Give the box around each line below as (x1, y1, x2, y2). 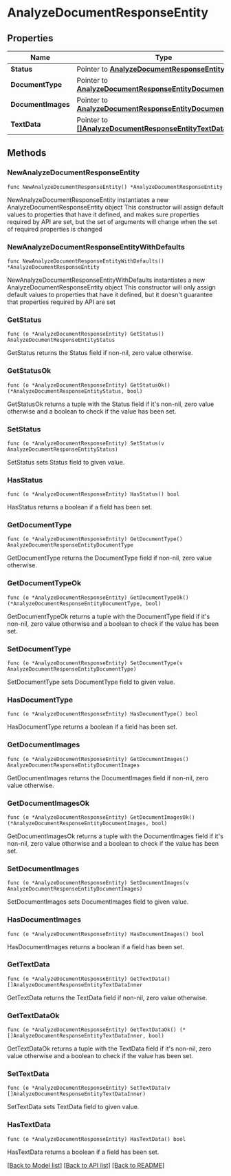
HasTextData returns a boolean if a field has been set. (7, 1148, 159, 1156)
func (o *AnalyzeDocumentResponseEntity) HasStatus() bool (7, 491, 180, 498)
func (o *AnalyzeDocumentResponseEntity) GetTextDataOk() (7, 1026, 177, 1033)
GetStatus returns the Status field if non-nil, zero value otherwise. (7, 349, 193, 357)
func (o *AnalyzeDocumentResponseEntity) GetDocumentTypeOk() (7, 594, 189, 601)
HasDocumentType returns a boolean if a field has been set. (7, 722, 177, 731)
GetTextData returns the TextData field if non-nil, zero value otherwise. (7, 993, 208, 1002)
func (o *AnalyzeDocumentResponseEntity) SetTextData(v (7, 1084, 170, 1092)
